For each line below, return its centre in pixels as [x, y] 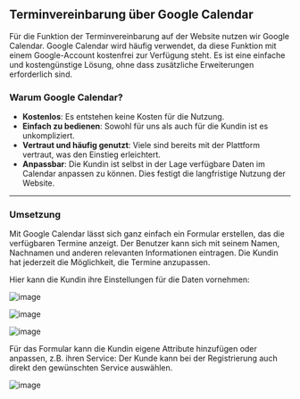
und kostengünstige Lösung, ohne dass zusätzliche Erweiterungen [132, 64]
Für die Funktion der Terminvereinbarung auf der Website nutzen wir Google [150, 36]
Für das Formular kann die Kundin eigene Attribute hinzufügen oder [133, 349]
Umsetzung [35, 215]
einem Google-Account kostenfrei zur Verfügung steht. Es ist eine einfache [147, 55]
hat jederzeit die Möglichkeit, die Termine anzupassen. [110, 262]
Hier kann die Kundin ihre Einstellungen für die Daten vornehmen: [129, 279]
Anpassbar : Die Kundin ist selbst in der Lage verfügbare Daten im [143, 164]
